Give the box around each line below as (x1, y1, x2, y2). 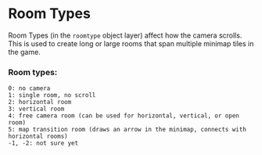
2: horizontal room (8, 99, 72, 106)
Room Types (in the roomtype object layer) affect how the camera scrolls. (8, 31, 242, 40)
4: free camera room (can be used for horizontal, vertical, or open (8, 112, 240, 120)
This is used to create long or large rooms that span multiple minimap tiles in (8, 38, 254, 48)
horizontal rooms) (8, 132, 68, 141)
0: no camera (8, 85, 51, 92)
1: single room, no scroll (8, 92, 96, 99)
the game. (8, 47, 41, 56)
